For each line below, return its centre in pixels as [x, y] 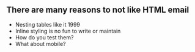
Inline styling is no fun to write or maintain [68, 31]
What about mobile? [40, 44]
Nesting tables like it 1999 [48, 24]
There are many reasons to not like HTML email [98, 10]
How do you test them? [44, 37]
